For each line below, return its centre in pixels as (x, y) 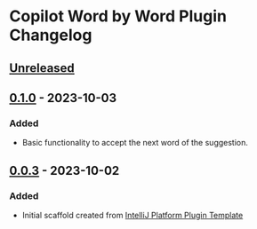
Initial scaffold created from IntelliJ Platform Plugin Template (133, 215)
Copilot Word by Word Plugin (118, 16)
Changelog (51, 35)
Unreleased (42, 68)
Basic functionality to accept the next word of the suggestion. (135, 143)
